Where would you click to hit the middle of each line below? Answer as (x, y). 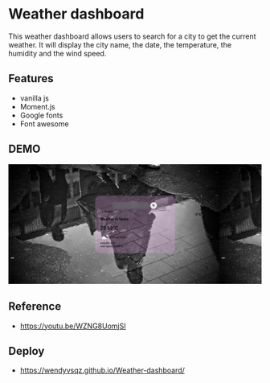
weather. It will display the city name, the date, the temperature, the (120, 44)
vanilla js (35, 98)
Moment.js (37, 106)
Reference (35, 307)
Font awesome (45, 124)
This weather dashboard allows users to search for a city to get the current (132, 36)
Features (31, 78)
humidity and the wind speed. (57, 53)
